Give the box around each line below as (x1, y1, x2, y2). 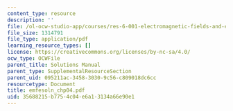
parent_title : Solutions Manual (7, 61, 101, 68)
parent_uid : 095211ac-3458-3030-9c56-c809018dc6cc (7, 74, 157, 81)
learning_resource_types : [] (7, 42, 92, 49)
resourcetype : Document (7, 81, 76, 88)
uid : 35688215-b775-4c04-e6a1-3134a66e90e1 (7, 94, 135, 101)
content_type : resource (7, 10, 76, 17)
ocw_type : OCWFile (7, 55, 60, 62)
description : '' (7, 17, 54, 23)
